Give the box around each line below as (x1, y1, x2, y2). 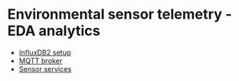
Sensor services (18, 64, 72, 73)
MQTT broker (18, 56, 63, 65)
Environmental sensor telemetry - (7, 5, 233, 23)
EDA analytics (7, 22, 101, 40)
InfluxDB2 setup (18, 48, 72, 57)
